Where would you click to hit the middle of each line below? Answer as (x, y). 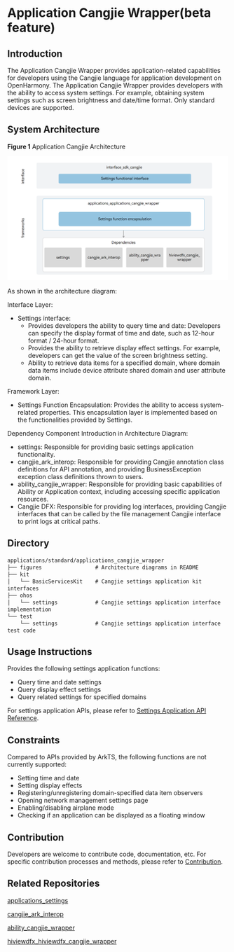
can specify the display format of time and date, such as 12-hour (121, 333)
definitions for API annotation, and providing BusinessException (109, 469)
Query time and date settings (59, 682)
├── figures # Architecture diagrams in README (103, 567)
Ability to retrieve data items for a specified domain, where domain (124, 363)
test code (22, 630)
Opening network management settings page (83, 801)
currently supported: (37, 764)
